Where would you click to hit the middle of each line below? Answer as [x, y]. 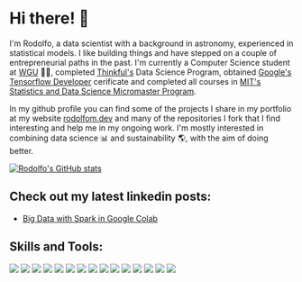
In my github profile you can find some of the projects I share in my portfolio [151, 108]
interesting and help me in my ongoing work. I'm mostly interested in [137, 127]
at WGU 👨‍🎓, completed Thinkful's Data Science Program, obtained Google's [151, 72]
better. [22, 150]
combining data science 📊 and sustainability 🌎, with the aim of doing [139, 138]
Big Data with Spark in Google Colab [90, 218]
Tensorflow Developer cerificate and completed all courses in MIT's [135, 81]
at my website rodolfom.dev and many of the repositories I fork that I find [145, 118]
